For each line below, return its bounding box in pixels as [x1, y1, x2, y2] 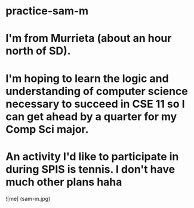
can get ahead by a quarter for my [5, 109, 177, 123]
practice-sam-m [5, 4, 89, 18]
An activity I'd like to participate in [5, 149, 179, 163]
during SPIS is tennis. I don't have [5, 163, 175, 176]
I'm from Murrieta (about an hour [5, 32, 172, 45]
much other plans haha [5, 175, 122, 189]
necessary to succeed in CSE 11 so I [5, 97, 186, 111]
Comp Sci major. [5, 123, 89, 136]
